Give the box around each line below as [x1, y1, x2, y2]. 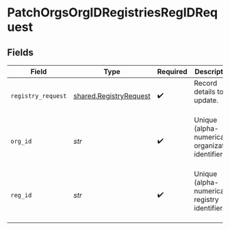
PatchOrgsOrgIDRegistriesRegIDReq [7, 5, 218, 21]
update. [194, 96, 219, 105]
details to [194, 87, 224, 97]
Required [157, 67, 188, 76]
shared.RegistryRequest [73, 91, 151, 101]
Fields [7, 47, 34, 58]
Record [194, 79, 218, 88]
